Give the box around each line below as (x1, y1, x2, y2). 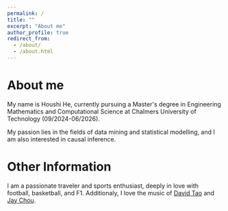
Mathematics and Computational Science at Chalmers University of (7, 107, 197, 115)
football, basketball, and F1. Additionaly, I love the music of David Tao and (7, 188, 214, 197)
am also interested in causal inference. (7, 135, 116, 143)
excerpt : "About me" (7, 23, 66, 29)
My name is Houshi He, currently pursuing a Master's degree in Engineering (7, 100, 221, 108)
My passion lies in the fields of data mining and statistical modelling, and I (7, 128, 216, 136)
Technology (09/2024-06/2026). (7, 114, 101, 123)
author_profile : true (7, 29, 69, 36)
